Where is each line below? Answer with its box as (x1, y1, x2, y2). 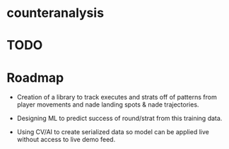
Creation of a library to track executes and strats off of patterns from (16, 93, 217, 102)
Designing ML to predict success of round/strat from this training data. (16, 114, 223, 123)
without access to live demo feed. (16, 136, 116, 144)
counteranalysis (6, 5, 104, 21)
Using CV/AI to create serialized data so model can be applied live (16, 128, 209, 136)
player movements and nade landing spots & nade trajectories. (16, 100, 199, 109)
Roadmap (6, 69, 64, 85)
